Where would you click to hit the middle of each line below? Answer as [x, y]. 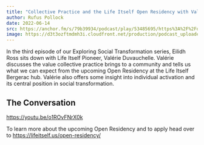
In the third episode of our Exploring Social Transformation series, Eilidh [96, 51]
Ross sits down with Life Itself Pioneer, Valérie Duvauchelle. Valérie [90, 58]
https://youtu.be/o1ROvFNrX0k [45, 117]
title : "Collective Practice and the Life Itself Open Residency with [97, 12]
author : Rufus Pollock [35, 18]
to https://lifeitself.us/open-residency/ [54, 135]
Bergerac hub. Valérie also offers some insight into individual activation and [101, 77]
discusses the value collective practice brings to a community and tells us [99, 65]
